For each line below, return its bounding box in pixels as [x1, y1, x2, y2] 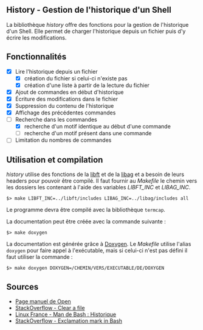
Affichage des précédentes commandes [15, 109, 116, 116]
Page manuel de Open [15, 298, 71, 305]
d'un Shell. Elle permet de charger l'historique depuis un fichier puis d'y [6, 27, 186, 35]
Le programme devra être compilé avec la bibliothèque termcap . [6, 206, 166, 214]
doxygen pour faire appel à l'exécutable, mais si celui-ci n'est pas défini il [6, 247, 188, 255]
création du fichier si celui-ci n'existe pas [24, 74, 128, 82]
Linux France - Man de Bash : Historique [15, 311, 117, 318]
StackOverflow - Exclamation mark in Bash [15, 317, 123, 325]
